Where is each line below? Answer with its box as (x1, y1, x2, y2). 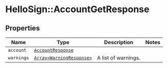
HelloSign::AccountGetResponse (5, 4, 150, 15)
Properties (5, 24, 40, 32)
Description (104, 39, 134, 46)
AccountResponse (34, 47, 74, 53)
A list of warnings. (97, 54, 141, 61)
